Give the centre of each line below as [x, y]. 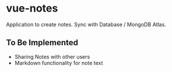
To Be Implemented [42, 43]
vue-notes [32, 8]
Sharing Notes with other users [52, 56]
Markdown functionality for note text [59, 63]
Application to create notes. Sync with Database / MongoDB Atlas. [86, 24]
